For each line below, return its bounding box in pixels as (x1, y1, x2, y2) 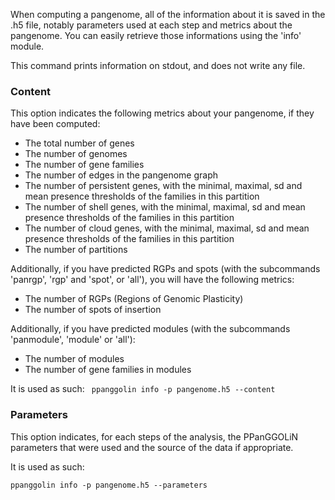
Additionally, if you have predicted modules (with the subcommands (10, 323, 291, 335)
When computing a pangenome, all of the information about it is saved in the (10, 9, 326, 20)
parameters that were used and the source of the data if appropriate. (10, 441, 294, 453)
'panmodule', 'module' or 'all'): (10, 334, 136, 346)
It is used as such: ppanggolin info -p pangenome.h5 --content (10, 383, 276, 395)
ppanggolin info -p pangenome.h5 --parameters (10, 480, 208, 490)
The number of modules (24, 353, 125, 365)
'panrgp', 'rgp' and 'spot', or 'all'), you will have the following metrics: (10, 274, 295, 286)
